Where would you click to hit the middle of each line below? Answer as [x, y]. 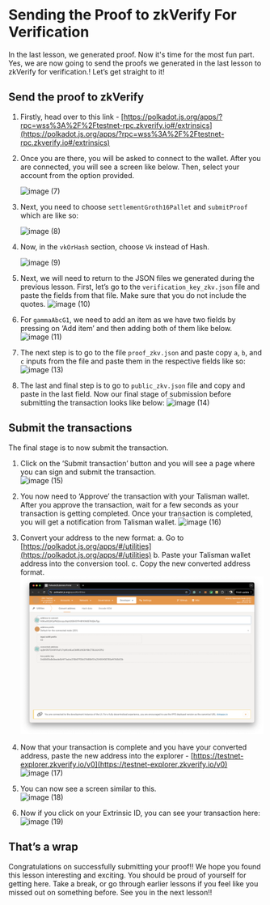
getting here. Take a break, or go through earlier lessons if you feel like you [133, 883]
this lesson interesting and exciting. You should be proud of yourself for [127, 875]
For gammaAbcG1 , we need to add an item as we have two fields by [128, 319]
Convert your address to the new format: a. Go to [102, 537]
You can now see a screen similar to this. [88, 788]
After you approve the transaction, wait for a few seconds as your [129, 504]
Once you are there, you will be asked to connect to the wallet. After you [140, 158]
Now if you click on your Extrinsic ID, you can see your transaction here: [140, 813]
